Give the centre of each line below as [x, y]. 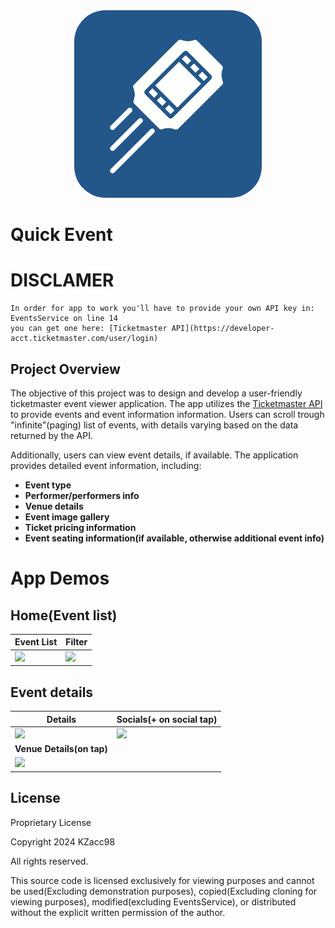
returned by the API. [51, 435]
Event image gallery [67, 516]
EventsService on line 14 [64, 319]
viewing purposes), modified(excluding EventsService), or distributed [153, 901]
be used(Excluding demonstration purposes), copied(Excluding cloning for [164, 891]
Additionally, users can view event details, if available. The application [154, 455]
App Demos [60, 578]
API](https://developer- [223, 329]
